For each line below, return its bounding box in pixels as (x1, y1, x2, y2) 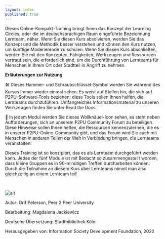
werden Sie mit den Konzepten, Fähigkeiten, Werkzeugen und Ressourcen (5, 51, 156, 57)
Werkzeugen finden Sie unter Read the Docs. (5, 104, 97, 110)
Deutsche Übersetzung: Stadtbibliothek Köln (5, 218, 96, 225)
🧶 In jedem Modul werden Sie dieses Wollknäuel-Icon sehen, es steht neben (5, 114, 160, 120)
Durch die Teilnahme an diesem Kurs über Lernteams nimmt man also (5, 165, 147, 171)
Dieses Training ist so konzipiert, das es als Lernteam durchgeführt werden (5, 150, 158, 156)
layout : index (5, 7, 35, 12)
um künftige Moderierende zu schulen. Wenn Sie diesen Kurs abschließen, (5, 46, 157, 52)
